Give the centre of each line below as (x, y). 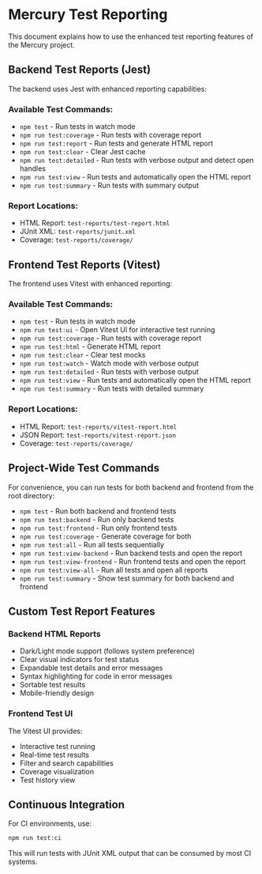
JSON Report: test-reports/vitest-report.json (97, 435)
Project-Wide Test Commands (84, 468)
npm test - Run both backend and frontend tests (98, 511)
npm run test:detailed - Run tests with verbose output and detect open (137, 161)
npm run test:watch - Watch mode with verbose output (109, 363)
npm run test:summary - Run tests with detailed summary (112, 388)
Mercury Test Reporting (88, 15)
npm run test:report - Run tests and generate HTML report (116, 143)
